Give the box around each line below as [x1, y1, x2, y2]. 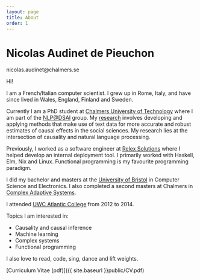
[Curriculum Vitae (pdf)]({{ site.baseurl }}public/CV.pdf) [6, 267, 145, 274]
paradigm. [6, 164, 32, 172]
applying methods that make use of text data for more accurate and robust [6, 120, 192, 128]
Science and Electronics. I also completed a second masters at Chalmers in [6, 183, 193, 190]
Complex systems [14, 237, 60, 244]
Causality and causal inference [14, 224, 92, 232]
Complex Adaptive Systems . [6, 189, 77, 197]
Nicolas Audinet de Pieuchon [6, 46, 155, 60]
